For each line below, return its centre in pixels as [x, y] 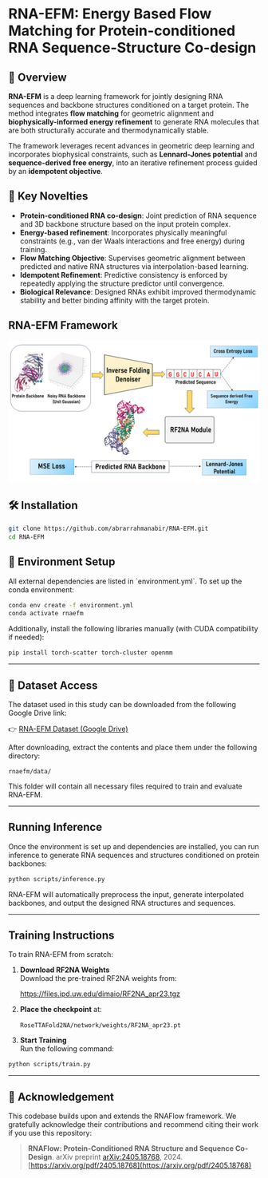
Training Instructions [61, 936]
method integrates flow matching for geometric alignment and [111, 113]
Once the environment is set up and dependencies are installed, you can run [134, 846]
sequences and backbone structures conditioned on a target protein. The [129, 105]
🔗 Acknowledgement [61, 1097]
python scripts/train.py [49, 1065]
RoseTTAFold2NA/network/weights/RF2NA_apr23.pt [100, 1026]
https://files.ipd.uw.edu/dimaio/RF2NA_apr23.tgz [100, 994]
